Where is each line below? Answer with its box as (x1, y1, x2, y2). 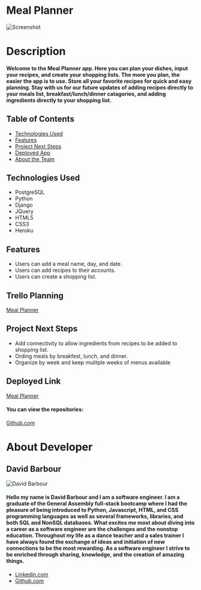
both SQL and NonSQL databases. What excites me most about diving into (6, 519, 195, 526)
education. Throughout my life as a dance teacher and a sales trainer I (6, 532, 184, 539)
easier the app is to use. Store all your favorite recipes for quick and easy (6, 77, 192, 85)
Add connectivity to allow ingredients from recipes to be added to (14, 340, 178, 347)
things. (6, 558, 25, 565)
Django (14, 202, 33, 209)
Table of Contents (6, 114, 75, 124)
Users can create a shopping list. (14, 273, 97, 280)
